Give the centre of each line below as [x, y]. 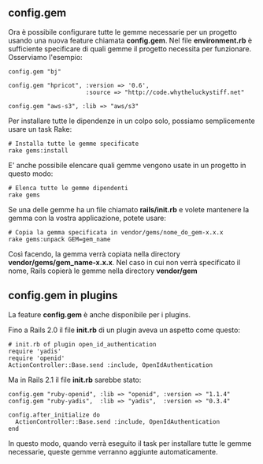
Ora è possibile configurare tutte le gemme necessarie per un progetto [123, 32]
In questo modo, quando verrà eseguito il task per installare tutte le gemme [130, 443]
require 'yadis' [35, 351]
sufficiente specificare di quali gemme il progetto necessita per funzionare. [130, 49]
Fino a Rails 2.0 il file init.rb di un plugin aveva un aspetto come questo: [124, 330]
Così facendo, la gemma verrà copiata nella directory [94, 254]
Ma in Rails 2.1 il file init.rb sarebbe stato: [75, 380]
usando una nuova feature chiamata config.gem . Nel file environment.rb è [130, 40]
